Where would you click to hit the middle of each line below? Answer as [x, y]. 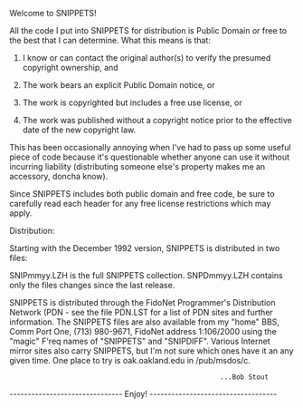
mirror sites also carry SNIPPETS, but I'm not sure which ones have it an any [151, 351]
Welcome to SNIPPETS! [53, 13]
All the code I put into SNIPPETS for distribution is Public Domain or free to [148, 30]
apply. [21, 213]
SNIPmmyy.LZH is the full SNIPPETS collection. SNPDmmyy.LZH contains [146, 275]
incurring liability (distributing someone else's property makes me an [137, 166]
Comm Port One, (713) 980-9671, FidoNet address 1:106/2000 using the [143, 331]
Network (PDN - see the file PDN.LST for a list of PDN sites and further [141, 312]
